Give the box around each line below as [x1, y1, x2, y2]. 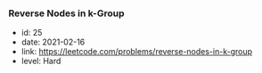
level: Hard [20, 56, 61, 67]
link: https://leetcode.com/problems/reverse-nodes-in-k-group [20, 46, 253, 57]
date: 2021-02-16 [20, 36, 86, 47]
